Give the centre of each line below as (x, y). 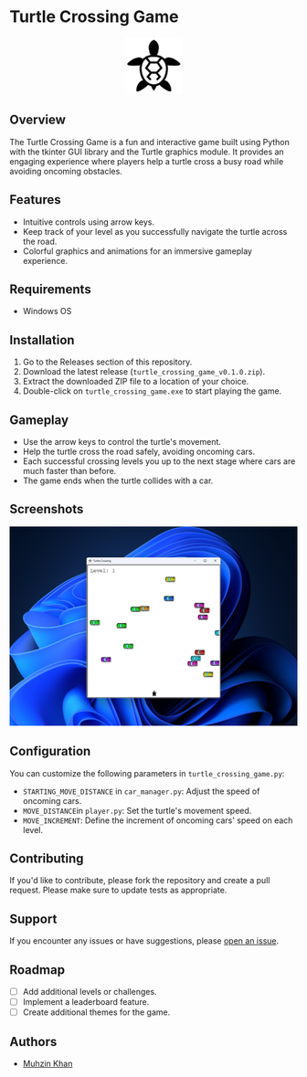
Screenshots (47, 509)
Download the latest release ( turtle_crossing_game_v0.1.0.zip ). (144, 372)
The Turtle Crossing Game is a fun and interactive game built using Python (149, 142)
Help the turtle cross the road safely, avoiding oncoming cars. (139, 451)
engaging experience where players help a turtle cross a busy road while (147, 161)
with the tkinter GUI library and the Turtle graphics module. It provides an (147, 152)
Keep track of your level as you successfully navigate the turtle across (155, 231)
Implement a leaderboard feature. (86, 1002)
